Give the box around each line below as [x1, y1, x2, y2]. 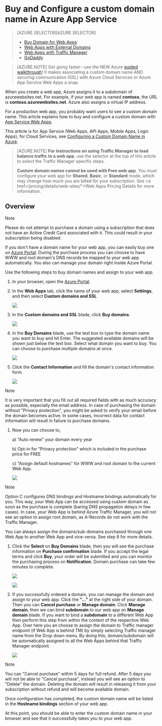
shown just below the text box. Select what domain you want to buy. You [12, 340, 157, 346]
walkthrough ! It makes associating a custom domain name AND [16, 69, 144, 75]
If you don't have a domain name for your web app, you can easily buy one [5, 244, 154, 250]
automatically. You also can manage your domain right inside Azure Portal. [5, 259, 153, 265]
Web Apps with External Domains [24, 44, 91, 50]
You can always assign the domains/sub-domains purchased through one [5, 529, 152, 534]
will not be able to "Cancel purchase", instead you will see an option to [5, 676, 146, 682]
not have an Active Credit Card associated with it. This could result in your [5, 229, 153, 236]
